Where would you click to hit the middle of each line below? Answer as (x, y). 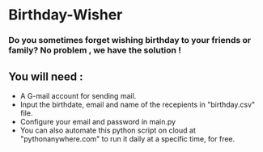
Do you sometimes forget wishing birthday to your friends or (130, 40)
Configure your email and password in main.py (98, 121)
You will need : (46, 76)
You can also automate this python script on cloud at (108, 130)
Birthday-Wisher (66, 15)
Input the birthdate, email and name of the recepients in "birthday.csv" (138, 104)
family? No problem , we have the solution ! (95, 50)
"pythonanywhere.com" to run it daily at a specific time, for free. (127, 138)
